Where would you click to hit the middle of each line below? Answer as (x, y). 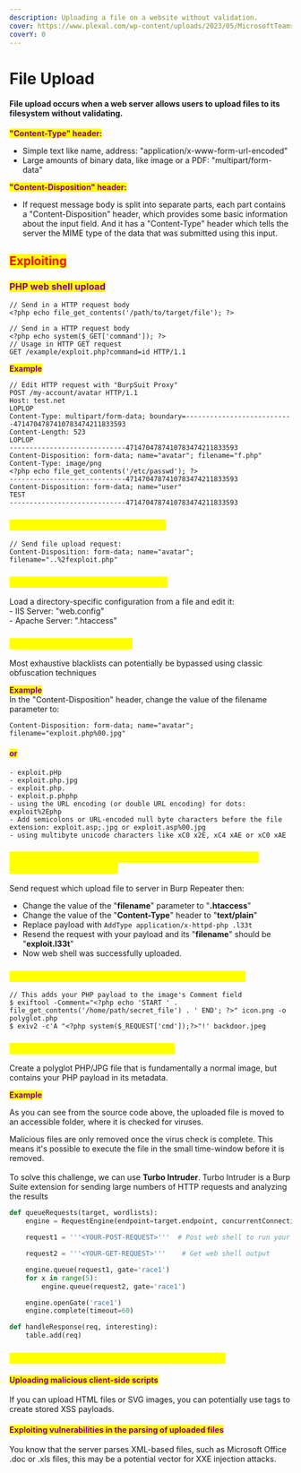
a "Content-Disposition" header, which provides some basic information (155, 214)
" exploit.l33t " (48, 943)
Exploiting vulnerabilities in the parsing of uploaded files (116, 1429)
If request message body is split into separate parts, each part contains (154, 204)
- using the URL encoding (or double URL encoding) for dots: (128, 804)
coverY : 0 (28, 34)
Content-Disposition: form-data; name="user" (95, 487)
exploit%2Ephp (36, 812)
